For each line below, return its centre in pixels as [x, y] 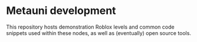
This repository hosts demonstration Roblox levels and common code [91, 27]
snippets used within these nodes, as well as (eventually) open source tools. [99, 33]
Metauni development [61, 11]
